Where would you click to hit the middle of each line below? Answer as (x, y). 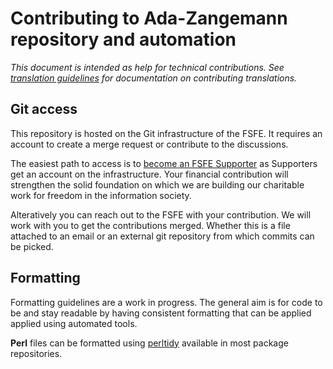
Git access (44, 109)
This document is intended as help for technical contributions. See (147, 67)
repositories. (36, 353)
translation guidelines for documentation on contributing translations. (154, 78)
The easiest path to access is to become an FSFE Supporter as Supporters (164, 163)
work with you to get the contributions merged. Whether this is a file (150, 225)
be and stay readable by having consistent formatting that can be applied (161, 313)
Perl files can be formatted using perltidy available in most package (149, 343)
